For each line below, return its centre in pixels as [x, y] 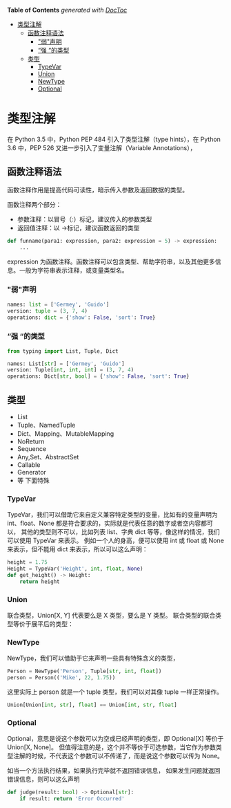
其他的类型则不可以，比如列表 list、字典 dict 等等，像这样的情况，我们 [120, 532]
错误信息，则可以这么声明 [43, 779]
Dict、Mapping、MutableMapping [66, 434]
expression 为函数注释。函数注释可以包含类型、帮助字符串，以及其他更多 [111, 261]
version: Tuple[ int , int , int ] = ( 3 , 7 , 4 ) [71, 370]
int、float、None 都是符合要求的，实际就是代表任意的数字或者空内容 [104, 523]
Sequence [32, 449]
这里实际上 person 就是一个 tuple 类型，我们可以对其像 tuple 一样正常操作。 [115, 692]
